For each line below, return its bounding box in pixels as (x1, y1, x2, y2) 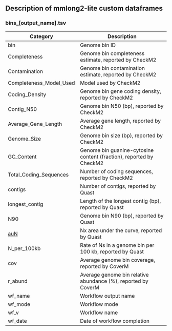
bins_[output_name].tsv (5, 20, 67, 27)
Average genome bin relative (80, 271, 149, 278)
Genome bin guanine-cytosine (80, 146, 154, 153)
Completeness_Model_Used (8, 79, 75, 86)
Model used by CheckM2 (80, 79, 141, 86)
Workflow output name (80, 292, 135, 299)
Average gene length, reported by (80, 117, 161, 124)
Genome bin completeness (80, 50, 145, 57)
